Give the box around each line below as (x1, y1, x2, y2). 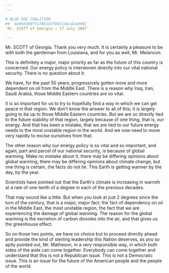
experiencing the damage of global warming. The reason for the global (5, 210, 152, 216)
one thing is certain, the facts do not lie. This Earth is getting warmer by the (5, 164, 162, 170)
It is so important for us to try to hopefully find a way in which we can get (5, 101, 157, 107)
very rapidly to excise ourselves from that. (5, 132, 93, 139)
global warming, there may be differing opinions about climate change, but (5, 159, 160, 165)
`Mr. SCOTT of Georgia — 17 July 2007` (5, 26, 89, 31)
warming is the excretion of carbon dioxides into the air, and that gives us (5, 216, 158, 222)
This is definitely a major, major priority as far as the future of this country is (5, 59, 163, 66)
